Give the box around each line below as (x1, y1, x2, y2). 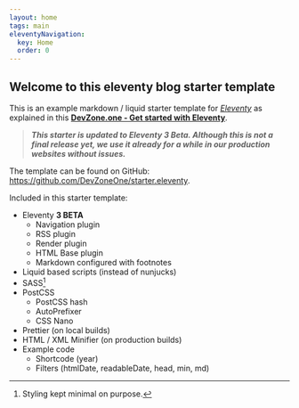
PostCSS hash (35, 296, 88, 307)
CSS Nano (35, 315, 74, 326)
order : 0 (17, 46, 50, 55)
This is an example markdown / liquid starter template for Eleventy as (9, 102, 263, 113)
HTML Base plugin (35, 247, 104, 258)
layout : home (9, 12, 58, 22)
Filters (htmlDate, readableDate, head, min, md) (35, 363, 210, 373)
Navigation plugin (35, 219, 101, 230)
